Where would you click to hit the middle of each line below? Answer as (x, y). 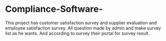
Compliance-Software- (54, 9)
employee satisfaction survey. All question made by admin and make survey (83, 28)
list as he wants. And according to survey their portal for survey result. (78, 33)
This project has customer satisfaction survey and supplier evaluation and (81, 23)
